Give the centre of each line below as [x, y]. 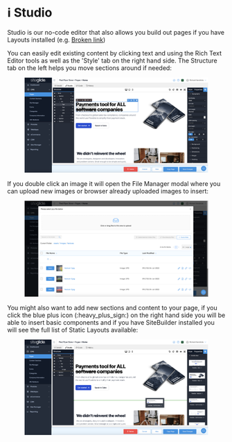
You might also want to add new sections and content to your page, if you [112, 307]
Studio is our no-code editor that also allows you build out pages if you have [116, 32]
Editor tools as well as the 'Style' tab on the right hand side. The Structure [112, 60]
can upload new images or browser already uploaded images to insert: [108, 192]
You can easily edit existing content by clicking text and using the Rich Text [115, 53]
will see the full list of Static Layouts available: [73, 330]
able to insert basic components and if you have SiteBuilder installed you [111, 322]
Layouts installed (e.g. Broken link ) [56, 40]
